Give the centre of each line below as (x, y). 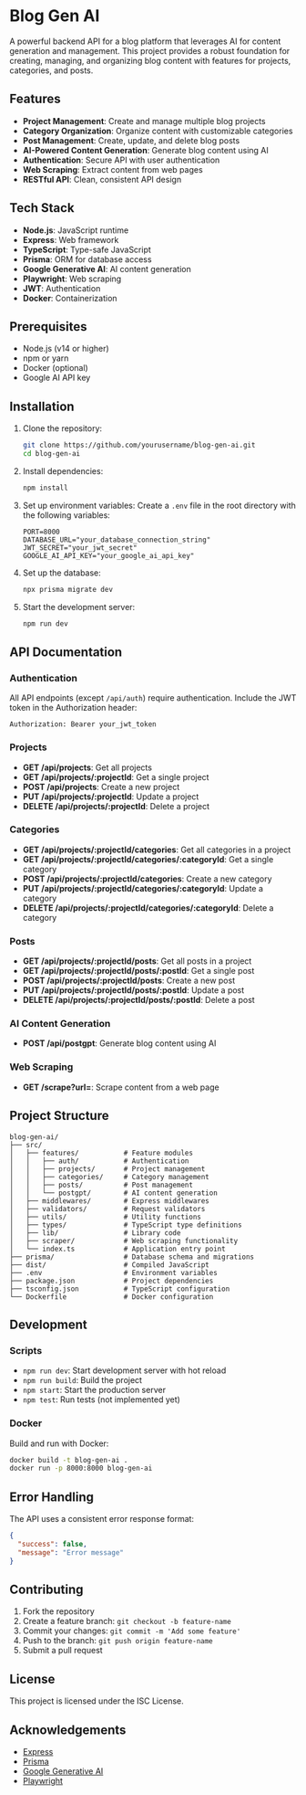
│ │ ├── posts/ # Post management (102, 1185)
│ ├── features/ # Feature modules (102, 1153)
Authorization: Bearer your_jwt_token (83, 724)
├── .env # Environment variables (114, 1272)
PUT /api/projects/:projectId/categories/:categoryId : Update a (143, 888)
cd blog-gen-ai (51, 454)
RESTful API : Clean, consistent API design (102, 179)
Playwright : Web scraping (72, 279)
